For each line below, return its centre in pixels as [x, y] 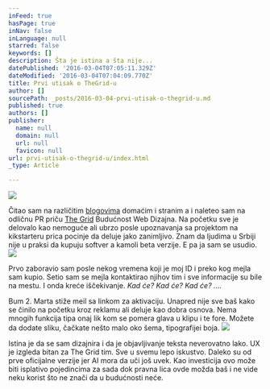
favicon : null [39, 151]
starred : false [34, 46]
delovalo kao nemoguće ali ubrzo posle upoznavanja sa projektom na [123, 228]
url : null [32, 143]
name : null [34, 128]
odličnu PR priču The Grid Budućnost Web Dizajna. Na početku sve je [124, 219]
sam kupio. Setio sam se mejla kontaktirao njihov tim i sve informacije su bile [135, 277]
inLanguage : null [37, 38]
